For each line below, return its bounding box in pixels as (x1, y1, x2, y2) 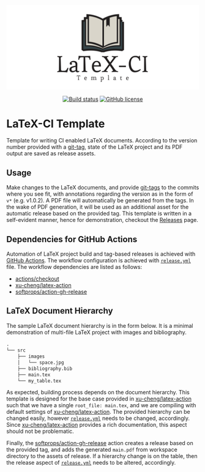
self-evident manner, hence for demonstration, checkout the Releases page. (6, 216, 199, 224)
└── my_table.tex (17, 378, 62, 384)
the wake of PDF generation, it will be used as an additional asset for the (6, 204, 189, 211)
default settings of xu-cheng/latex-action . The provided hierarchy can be (6, 408, 191, 415)
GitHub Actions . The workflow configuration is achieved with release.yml (6, 257, 192, 264)
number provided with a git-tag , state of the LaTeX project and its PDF (6, 143, 183, 151)
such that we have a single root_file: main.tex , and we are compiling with (6, 401, 196, 408)
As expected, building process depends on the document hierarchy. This (6, 388, 190, 396)
